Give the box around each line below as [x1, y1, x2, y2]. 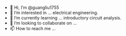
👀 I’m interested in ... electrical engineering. [9, 10, 98, 16]
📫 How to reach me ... [9, 26, 56, 31]
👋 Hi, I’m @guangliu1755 [9, 5, 59, 10]
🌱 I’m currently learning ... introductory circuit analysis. [9, 15, 122, 20]
